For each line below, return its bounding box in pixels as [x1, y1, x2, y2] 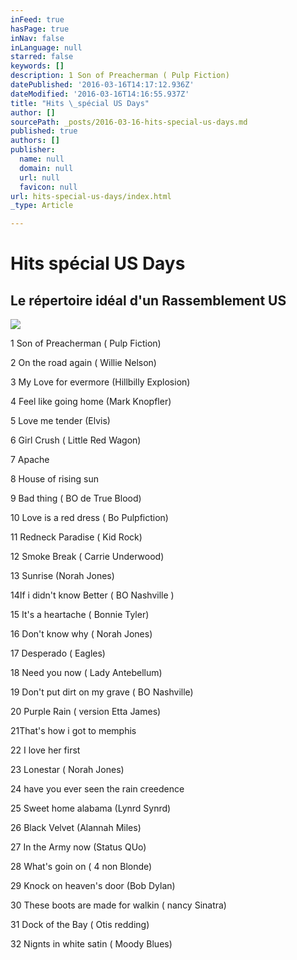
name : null [19, 154, 65, 164]
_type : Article [10, 201, 74, 211]
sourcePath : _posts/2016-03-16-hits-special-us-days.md [10, 117, 248, 127]
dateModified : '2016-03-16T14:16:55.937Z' [10, 89, 190, 99]
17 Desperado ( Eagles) [10, 647, 106, 660]
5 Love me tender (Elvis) [10, 415, 111, 427]
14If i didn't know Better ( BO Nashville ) [10, 589, 175, 601]
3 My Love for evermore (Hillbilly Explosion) [10, 376, 191, 388]
